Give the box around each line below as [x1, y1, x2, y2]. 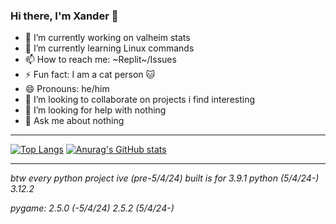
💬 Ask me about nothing [24, 115, 125, 127]
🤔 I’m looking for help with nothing [24, 104, 167, 116]
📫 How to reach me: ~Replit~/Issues [24, 54, 177, 66]
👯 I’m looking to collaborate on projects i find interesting [24, 94, 256, 106]
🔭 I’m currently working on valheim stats [24, 32, 191, 44]
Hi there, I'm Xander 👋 [10, 9, 119, 23]
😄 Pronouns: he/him [24, 83, 110, 95]
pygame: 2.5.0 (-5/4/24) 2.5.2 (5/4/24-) [10, 202, 175, 214]
